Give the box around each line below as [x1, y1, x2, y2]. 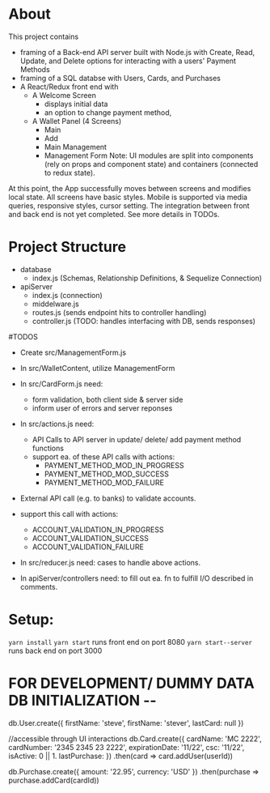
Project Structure [8, 238, 127, 256]
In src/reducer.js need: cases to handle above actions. [19, 557, 201, 567]
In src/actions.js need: [19, 419, 95, 428]
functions [32, 443, 65, 453]
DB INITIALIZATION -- [8, 692, 157, 710]
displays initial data [44, 99, 108, 109]
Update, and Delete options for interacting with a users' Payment [19, 56, 237, 66]
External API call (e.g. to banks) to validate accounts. [19, 493, 196, 503]
